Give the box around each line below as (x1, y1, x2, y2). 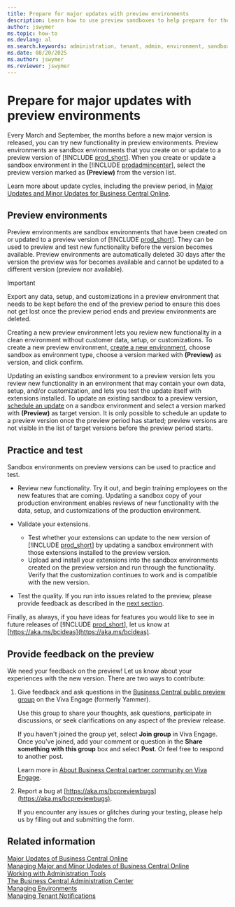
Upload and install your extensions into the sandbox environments (27, 556, 219, 565)
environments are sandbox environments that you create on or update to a (7, 145, 222, 154)
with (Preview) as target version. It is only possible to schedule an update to (7, 409, 227, 417)
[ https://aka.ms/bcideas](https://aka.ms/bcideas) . (7, 628, 151, 636)
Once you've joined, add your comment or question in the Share (17, 737, 203, 746)
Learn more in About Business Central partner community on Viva (17, 766, 208, 774)
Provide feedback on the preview (7, 648, 155, 660)
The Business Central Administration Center (7, 876, 134, 885)
